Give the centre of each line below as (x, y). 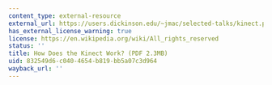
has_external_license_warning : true (70, 31)
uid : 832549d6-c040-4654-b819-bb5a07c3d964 (83, 62)
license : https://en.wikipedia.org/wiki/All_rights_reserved (114, 38)
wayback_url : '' (36, 69)
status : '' (27, 46)
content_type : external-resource (65, 16)
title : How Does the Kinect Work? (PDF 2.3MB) (88, 53)
